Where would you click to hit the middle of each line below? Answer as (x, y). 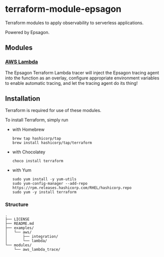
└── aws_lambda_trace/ (37, 249)
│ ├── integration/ (32, 236)
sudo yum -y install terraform (44, 192)
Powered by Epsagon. (27, 32)
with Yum (22, 170)
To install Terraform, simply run (37, 120)
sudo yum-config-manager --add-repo (50, 184)
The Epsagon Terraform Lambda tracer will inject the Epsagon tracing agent (82, 73)
